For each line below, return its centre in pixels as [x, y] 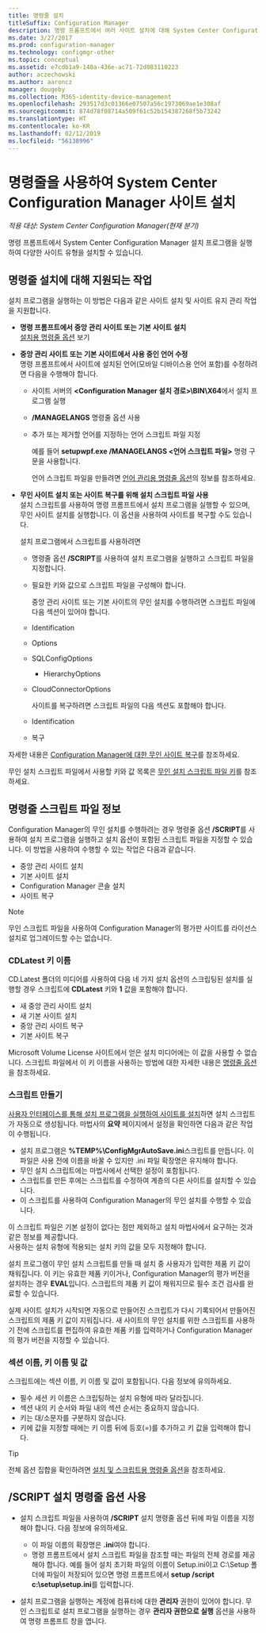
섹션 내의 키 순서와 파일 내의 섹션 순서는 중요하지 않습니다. [109, 1408]
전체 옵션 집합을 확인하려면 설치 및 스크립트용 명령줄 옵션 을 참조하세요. [117, 1470]
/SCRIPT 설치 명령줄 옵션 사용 [77, 1497]
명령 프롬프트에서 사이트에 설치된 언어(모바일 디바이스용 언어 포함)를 [125, 364]
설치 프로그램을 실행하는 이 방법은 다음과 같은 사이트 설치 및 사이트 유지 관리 [125, 301]
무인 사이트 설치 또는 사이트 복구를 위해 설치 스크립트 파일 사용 [114, 495]
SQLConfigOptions [62, 658]
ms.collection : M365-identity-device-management [90, 97]
